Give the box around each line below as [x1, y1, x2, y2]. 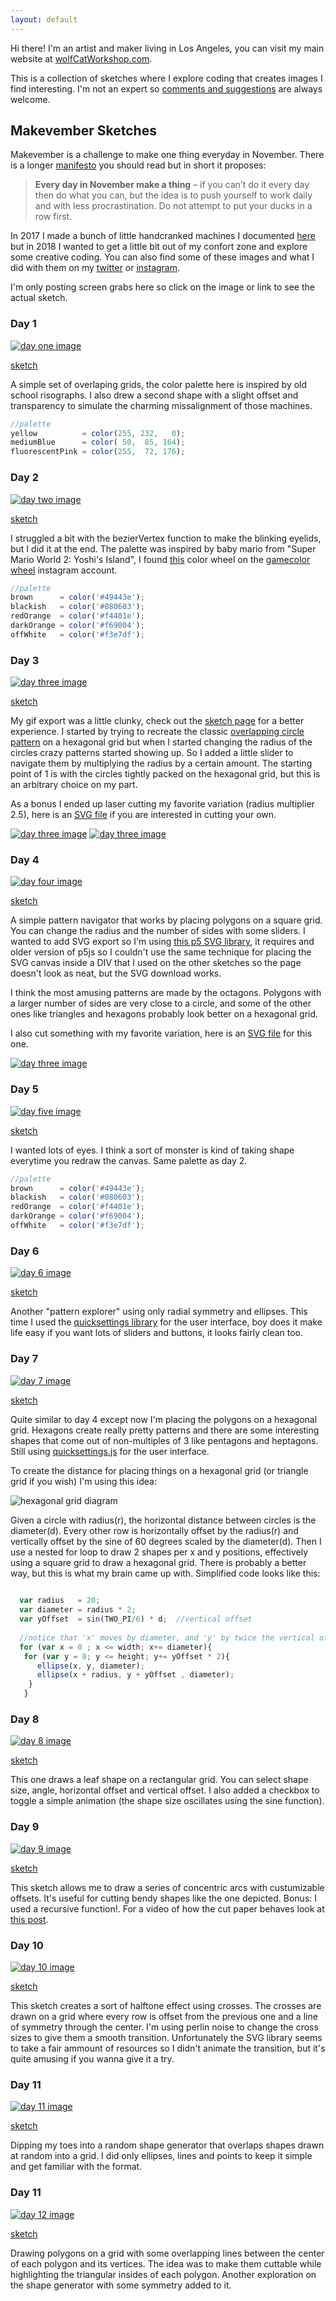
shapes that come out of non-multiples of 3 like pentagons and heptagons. [10, 1434, 319, 1446]
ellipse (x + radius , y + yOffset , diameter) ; [36, 1670, 235, 1680]
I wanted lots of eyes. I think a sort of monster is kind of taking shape [10, 1144, 295, 1156]
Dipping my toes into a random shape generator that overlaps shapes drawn [10, 2139, 325, 2151]
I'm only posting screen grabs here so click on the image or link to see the [10, 281, 315, 293]
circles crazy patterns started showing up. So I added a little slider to [10, 747, 294, 759]
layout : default [10, 14, 78, 25]
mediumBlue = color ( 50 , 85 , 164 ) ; [10, 437, 186, 448]
